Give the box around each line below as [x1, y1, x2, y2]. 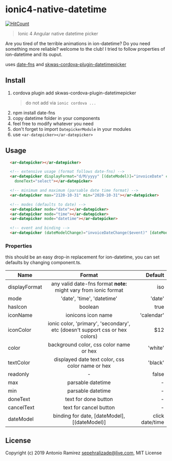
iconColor [8, 327, 32, 334]
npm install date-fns [12, 109, 55, 116]
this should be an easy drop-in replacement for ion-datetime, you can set [5, 254, 160, 260]
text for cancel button [63, 404, 115, 411]
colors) [80, 333, 98, 340]
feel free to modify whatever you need [12, 121, 94, 127]
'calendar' [140, 312, 164, 319]
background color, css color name [48, 341, 131, 348]
